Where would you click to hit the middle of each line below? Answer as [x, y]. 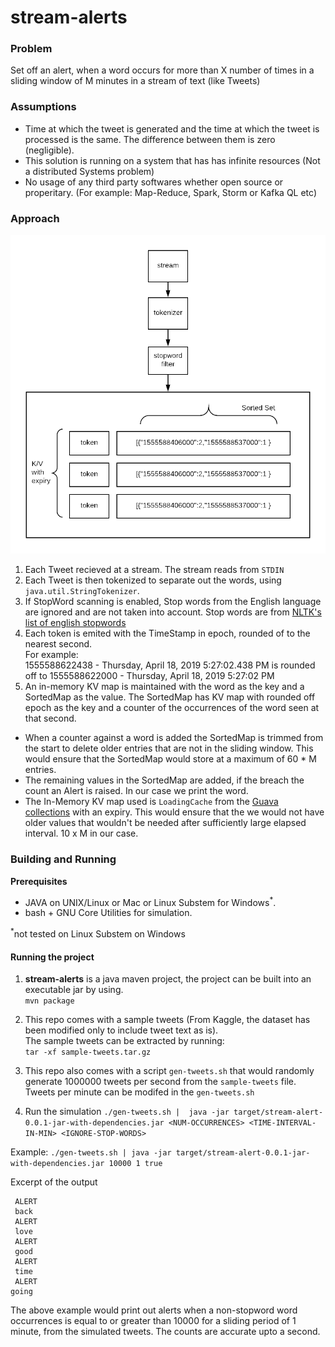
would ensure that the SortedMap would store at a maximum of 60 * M [170, 759]
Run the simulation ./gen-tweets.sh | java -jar [127, 1112]
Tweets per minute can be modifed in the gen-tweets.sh [139, 1092]
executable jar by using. [74, 990]
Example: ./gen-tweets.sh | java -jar [91, 1152]
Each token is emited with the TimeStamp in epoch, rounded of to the [167, 633]
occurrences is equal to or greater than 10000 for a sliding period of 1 [153, 1321]
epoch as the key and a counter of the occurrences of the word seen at [172, 708]
